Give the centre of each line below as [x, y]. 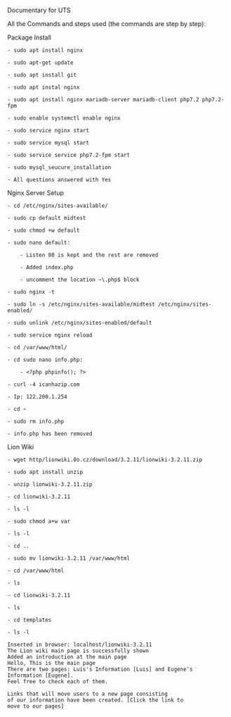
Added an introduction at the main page [67, 657]
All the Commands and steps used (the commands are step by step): [106, 24]
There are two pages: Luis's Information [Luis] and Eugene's [100, 669]
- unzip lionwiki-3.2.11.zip [50, 485]
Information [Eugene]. [40, 675]
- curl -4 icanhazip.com [44, 385]
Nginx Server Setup [36, 193]
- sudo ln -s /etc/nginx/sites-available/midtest [81, 304]
